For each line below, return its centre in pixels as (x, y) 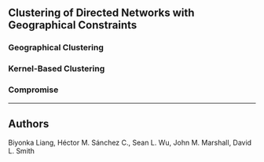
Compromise (33, 90)
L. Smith (22, 151)
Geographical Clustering (56, 48)
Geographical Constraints (73, 26)
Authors (29, 124)
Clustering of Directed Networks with (101, 13)
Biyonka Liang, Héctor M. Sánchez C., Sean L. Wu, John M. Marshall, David (130, 143)
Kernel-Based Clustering (57, 68)
